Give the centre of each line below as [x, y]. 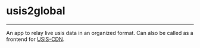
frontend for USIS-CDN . [35, 39]
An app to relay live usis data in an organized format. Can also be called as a [100, 33]
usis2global [36, 11]
